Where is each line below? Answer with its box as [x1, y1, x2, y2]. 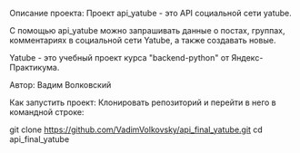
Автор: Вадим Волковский [9, 80, 112, 90]
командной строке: [9, 107, 85, 117]
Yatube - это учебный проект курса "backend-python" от [9, 53, 230, 62]
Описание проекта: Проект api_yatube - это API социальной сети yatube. [9, 8, 293, 18]
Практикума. [9, 62, 60, 72]
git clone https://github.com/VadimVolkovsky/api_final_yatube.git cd [9, 124, 264, 135]
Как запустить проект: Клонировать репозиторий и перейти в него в [9, 97, 276, 108]
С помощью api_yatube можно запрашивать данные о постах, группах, [9, 25, 285, 35]
